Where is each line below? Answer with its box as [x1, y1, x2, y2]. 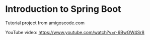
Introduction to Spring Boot [5, 3, 121, 15]
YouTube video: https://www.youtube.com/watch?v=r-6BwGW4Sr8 [5, 29, 145, 35]
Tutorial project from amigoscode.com [5, 20, 85, 26]
